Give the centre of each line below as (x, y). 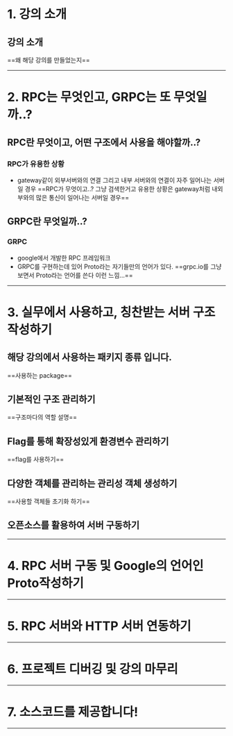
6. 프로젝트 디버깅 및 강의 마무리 (93, 669)
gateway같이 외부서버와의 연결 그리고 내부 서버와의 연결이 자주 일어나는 (114, 180)
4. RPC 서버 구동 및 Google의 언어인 (105, 566)
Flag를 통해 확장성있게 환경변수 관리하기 (88, 441)
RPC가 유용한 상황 (36, 164)
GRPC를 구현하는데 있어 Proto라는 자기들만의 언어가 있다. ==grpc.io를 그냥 (119, 266)
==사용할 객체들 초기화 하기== (49, 501)
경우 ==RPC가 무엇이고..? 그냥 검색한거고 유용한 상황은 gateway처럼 (118, 189)
